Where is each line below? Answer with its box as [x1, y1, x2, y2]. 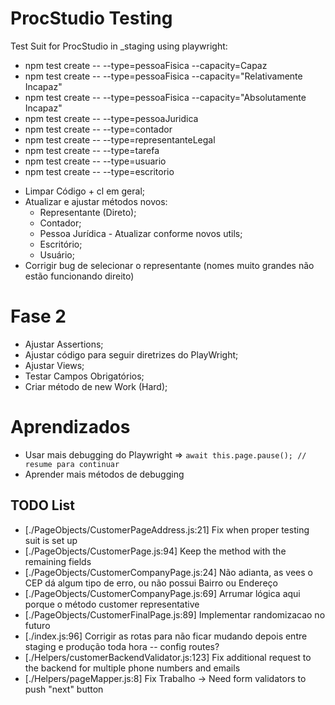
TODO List [10, 497, 75, 514]
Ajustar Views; [24, 359, 85, 371]
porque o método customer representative [24, 598, 200, 610]
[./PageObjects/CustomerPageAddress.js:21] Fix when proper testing [24, 523, 310, 536]
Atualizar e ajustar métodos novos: [24, 195, 168, 207]
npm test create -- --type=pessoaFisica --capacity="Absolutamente [24, 91, 307, 103]
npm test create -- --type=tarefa [24, 144, 160, 156]
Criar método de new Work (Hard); [24, 380, 168, 392]
